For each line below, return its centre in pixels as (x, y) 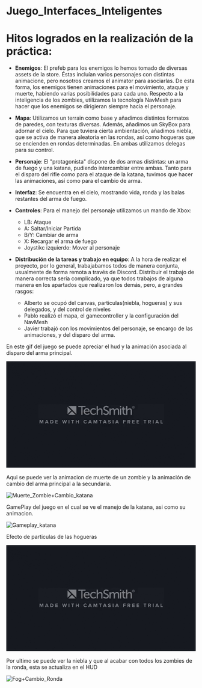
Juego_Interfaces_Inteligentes (84, 11)
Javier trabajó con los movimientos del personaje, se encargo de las (109, 328)
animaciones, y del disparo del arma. (69, 335)
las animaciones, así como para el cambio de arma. (78, 181)
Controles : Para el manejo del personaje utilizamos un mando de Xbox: (103, 210)
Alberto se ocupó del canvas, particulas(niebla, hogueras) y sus (103, 303)
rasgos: (24, 291)
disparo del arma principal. (39, 353)
